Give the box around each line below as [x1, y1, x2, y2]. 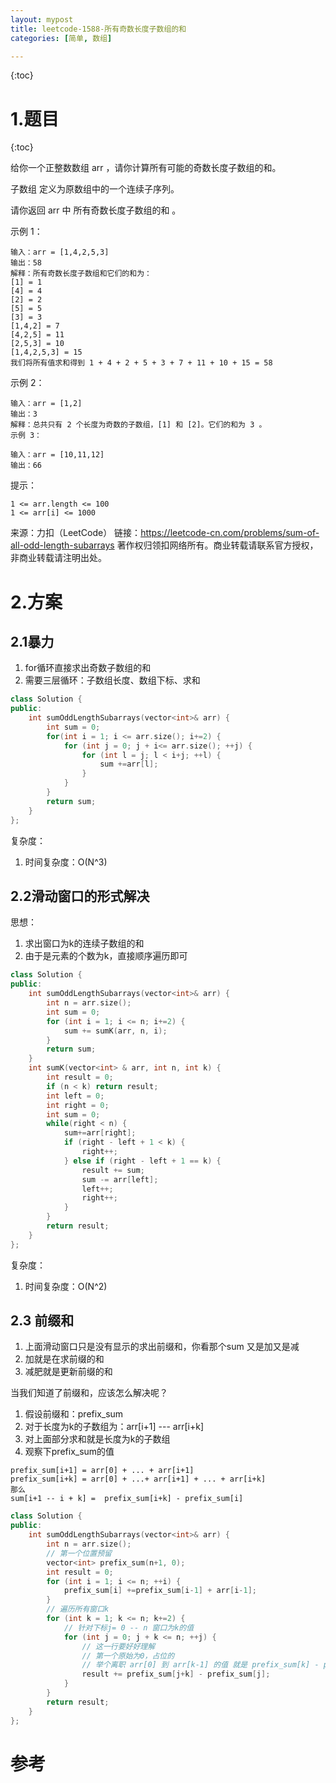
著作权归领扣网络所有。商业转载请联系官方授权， [116, 539, 319, 551]
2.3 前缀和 [10, 1312, 75, 1330]
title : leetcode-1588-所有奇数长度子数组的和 [10, 24, 187, 34]
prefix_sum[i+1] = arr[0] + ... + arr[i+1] [10, 1466, 195, 1476]
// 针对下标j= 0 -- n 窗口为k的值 [63, 1622, 195, 1633]
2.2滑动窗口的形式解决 [10, 887, 150, 905]
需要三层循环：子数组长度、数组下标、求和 [24, 674, 201, 686]
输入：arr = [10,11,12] [10, 450, 105, 460]
